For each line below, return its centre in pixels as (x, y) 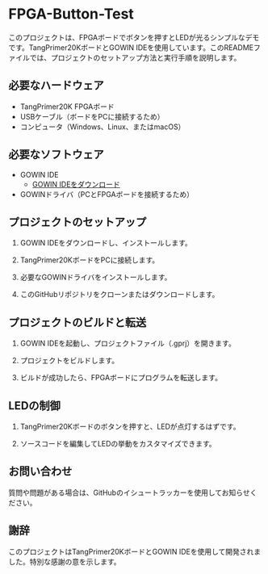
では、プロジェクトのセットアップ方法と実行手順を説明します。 (135, 57)
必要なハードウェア (56, 86)
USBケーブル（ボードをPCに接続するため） (92, 116)
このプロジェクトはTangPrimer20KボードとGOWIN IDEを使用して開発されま (134, 551)
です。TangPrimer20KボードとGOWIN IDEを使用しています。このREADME (131, 47)
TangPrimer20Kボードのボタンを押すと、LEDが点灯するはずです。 (130, 426)
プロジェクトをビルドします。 (69, 361)
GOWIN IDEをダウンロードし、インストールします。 (106, 243)
